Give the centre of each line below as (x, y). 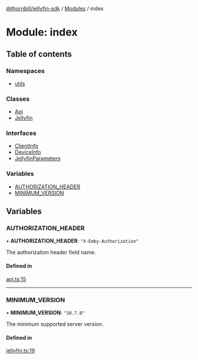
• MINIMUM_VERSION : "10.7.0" (46, 312)
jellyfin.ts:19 (21, 351)
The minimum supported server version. (55, 324)
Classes (18, 98)
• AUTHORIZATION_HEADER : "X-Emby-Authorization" (72, 241)
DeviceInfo (28, 152)
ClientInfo (27, 146)
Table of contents (39, 54)
